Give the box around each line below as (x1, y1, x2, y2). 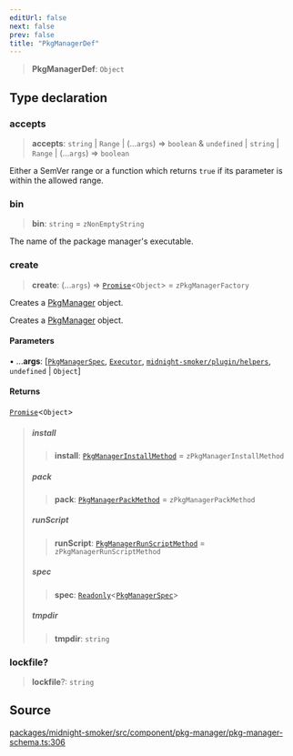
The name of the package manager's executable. (9, 236, 194, 247)
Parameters (9, 336, 55, 347)
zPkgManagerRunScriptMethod (54, 547, 161, 556)
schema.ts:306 (9, 736, 66, 747)
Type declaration (9, 90, 107, 106)
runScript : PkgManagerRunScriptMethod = (54, 538, 206, 549)
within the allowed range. (9, 175, 105, 186)
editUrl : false (9, 13, 67, 23)
